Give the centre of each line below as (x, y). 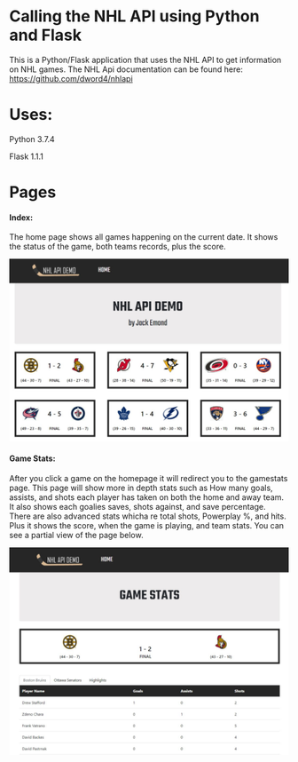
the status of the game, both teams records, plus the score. (118, 247)
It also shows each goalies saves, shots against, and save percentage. (137, 506)
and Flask (46, 35)
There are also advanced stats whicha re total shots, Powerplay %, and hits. (148, 516)
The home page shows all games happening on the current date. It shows (144, 237)
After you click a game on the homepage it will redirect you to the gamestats (149, 478)
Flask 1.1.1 (27, 156)
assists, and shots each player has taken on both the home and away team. (147, 497)
